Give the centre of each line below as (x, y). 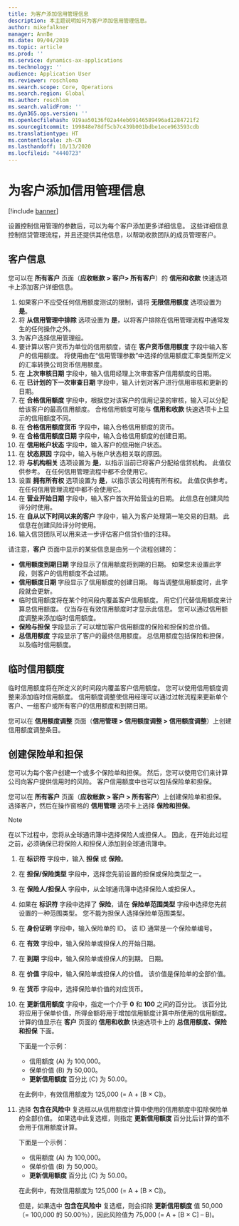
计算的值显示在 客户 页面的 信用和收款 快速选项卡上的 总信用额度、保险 (122, 1022)
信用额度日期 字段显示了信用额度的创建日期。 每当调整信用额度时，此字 (123, 582)
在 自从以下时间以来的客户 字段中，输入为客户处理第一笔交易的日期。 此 (124, 516)
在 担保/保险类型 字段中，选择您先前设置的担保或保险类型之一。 (112, 874)
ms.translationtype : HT (43, 133)
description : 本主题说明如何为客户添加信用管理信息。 (79, 21)
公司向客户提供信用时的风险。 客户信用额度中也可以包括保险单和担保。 (112, 781)
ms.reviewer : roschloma (43, 80)
